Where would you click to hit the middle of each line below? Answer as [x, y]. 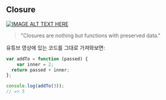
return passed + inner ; [40, 70]
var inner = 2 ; [35, 64]
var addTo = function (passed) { [47, 59]
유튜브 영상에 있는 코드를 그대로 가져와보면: [56, 47]
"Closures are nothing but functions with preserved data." [90, 36]
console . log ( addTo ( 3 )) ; [35, 86]
